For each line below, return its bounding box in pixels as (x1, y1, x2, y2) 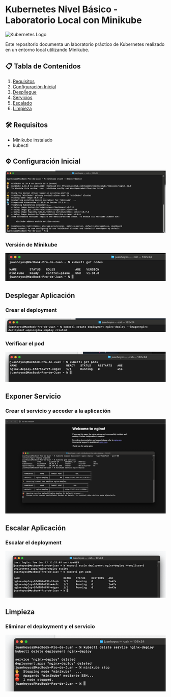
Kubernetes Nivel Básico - (5, 4, 118, 15)
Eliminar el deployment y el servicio (5, 623, 95, 630)
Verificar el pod (5, 340, 44, 347)
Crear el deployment (5, 306, 57, 313)
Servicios (12, 94, 33, 101)
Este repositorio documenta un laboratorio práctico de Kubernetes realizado (5, 41, 165, 47)
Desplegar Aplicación (5, 291, 75, 300)
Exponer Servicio (5, 392, 61, 401)
